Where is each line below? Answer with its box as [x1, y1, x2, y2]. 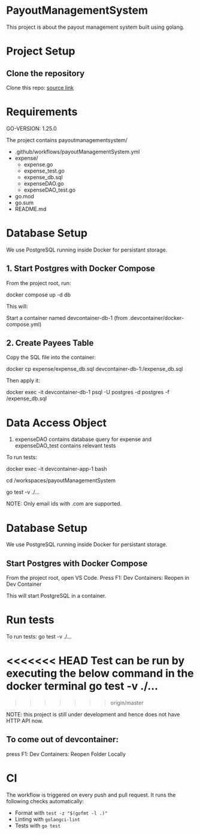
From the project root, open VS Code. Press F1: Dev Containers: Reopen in [6, 574, 190, 582]
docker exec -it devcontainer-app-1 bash [6, 465, 107, 473]
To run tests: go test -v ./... [6, 633, 72, 640]
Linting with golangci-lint [14, 815, 80, 822]
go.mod [14, 192, 35, 199]
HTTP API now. [6, 717, 44, 724]
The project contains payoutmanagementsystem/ [6, 136, 128, 144]
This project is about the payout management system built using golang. [6, 23, 184, 31]
